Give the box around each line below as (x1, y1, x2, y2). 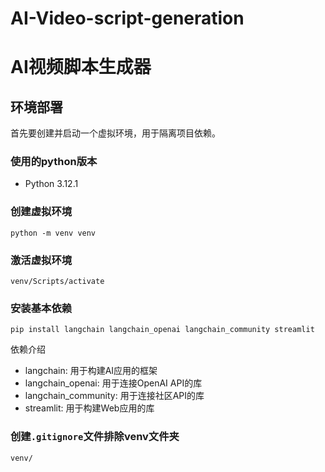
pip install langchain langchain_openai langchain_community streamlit (10, 325, 315, 335)
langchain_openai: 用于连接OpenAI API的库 (24, 377, 203, 389)
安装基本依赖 (10, 302, 73, 315)
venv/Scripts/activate (10, 277, 105, 287)
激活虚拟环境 (10, 253, 73, 267)
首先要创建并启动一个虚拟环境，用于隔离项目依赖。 (10, 127, 221, 139)
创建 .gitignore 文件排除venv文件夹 (10, 430, 180, 444)
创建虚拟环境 (10, 205, 73, 219)
